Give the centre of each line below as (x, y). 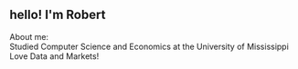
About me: (29, 36)
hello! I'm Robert (58, 15)
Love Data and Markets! (54, 56)
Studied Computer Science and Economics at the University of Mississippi (149, 46)
